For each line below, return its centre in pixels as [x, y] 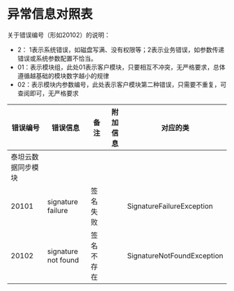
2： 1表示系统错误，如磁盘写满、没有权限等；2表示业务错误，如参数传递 [121, 49]
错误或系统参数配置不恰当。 [57, 58]
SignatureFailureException [170, 206]
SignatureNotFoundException [175, 255]
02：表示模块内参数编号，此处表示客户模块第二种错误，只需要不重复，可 [122, 84]
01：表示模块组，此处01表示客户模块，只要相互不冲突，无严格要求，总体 [121, 67]
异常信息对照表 [50, 14]
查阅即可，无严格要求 [48, 93]
